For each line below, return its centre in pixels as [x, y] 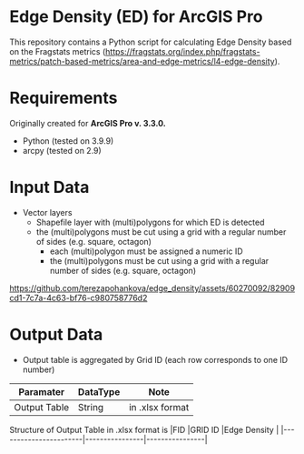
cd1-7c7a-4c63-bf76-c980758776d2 [78, 298]
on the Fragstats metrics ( [58, 51]
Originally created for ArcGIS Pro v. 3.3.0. [88, 123]
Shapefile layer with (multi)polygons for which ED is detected [150, 222]
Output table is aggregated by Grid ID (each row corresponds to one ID [155, 359]
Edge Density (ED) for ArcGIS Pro [136, 17]
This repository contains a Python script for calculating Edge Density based [151, 42]
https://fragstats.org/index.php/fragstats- [183, 51]
